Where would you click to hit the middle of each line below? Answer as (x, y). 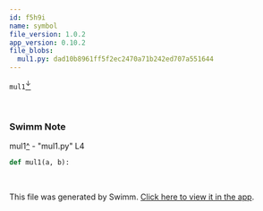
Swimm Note (38, 126)
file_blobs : (31, 51)
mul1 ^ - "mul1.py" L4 (47, 146)
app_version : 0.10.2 (48, 42)
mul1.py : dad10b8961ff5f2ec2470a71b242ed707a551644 (116, 59)
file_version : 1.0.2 (48, 34)
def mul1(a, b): (39, 162)
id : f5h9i (28, 17)
